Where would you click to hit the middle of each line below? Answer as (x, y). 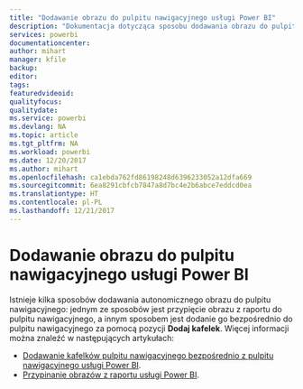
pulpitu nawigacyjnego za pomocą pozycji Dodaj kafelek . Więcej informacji (149, 328)
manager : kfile (38, 60)
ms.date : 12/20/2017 (48, 160)
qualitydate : (34, 110)
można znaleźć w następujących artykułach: (92, 338)
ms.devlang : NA (38, 127)
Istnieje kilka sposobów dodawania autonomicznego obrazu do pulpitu (140, 300)
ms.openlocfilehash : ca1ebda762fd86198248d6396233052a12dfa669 (131, 177)
